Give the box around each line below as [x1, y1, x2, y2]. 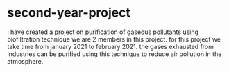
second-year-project [7, 5, 130, 21]
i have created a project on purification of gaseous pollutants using [7, 28, 199, 36]
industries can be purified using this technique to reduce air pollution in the [7, 50, 222, 58]
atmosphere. [7, 57, 44, 65]
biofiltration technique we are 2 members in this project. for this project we [7, 35, 221, 43]
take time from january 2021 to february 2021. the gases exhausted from [7, 42, 214, 51]
